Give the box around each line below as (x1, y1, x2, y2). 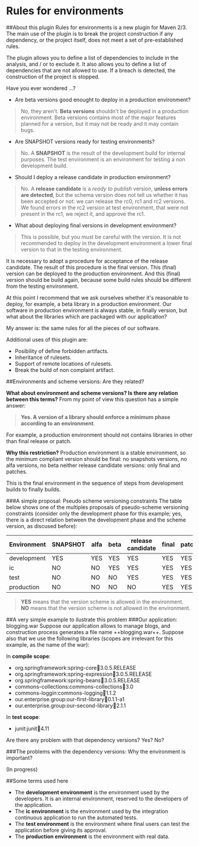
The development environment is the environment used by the (14, 788, 170, 796)
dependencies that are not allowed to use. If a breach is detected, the (6, 66, 176, 74)
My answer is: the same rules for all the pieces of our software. (6, 325, 161, 332)
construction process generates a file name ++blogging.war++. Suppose (6, 628, 184, 635)
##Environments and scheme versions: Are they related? (6, 378, 145, 385)
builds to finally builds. (6, 485, 61, 493)
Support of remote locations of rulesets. (14, 360, 113, 367)
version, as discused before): (6, 522, 78, 529)
